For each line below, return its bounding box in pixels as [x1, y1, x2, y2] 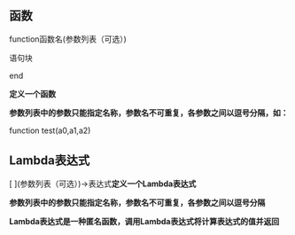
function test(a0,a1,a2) [9, 125, 91, 136]
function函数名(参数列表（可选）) [9, 34, 127, 44]
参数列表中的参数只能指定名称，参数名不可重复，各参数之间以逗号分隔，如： [9, 107, 289, 118]
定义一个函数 [9, 88, 56, 99]
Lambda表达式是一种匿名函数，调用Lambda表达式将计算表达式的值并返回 [9, 215, 280, 226]
